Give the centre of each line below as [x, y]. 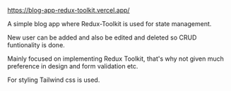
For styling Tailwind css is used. [54, 80]
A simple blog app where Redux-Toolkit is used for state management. [109, 24]
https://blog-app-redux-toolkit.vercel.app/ [69, 10]
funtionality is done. [36, 45]
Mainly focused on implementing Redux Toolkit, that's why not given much [116, 59]
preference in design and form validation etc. [73, 66]
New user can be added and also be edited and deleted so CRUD [102, 37]
